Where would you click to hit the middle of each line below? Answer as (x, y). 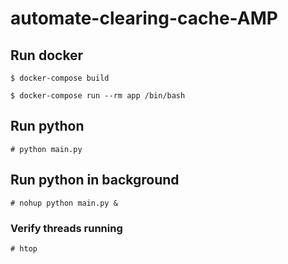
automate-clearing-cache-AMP (144, 18)
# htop (24, 248)
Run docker (47, 55)
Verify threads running (66, 228)
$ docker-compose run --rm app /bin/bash (98, 96)
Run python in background (95, 180)
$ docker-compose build (60, 78)
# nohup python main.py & (64, 203)
